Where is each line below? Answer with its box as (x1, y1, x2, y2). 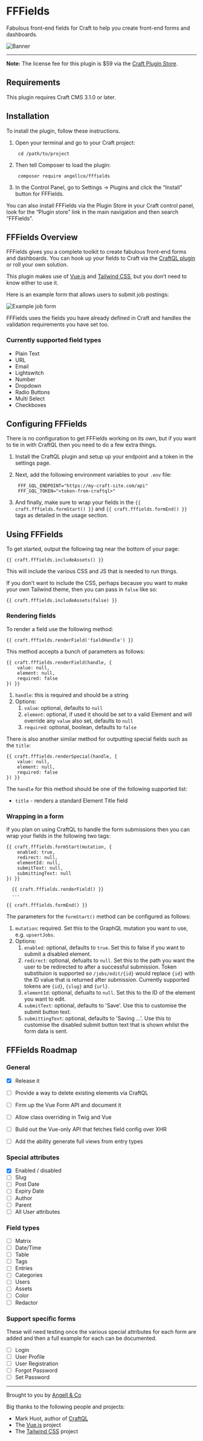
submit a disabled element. (24, 950, 92, 958)
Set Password (14, 1374, 50, 1381)
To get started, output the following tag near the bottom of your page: (6, 545, 179, 552)
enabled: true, (17, 849, 56, 855)
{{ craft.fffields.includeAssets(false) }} (6, 598, 118, 604)
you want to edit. (24, 995, 66, 1002)
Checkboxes (14, 401, 47, 408)
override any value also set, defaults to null (24, 717, 134, 724)
